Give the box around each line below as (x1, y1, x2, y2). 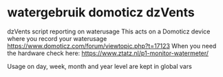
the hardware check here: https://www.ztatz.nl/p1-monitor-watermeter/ (7, 49, 209, 57)
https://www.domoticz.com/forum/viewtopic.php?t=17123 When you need (7, 42, 217, 50)
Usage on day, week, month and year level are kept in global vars (7, 62, 193, 70)
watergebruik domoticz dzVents (7, 5, 195, 20)
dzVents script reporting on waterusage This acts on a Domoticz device (7, 27, 211, 35)
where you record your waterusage (7, 34, 107, 42)
